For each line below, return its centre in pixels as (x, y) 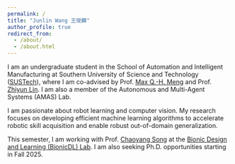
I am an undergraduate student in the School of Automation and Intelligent (115, 67)
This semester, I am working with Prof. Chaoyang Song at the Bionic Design (117, 139)
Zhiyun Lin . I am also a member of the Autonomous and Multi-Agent (106, 89)
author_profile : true (39, 27)
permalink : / (27, 14)
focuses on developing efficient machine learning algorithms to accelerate (116, 118)
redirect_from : (30, 34)
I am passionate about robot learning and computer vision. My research (111, 111)
